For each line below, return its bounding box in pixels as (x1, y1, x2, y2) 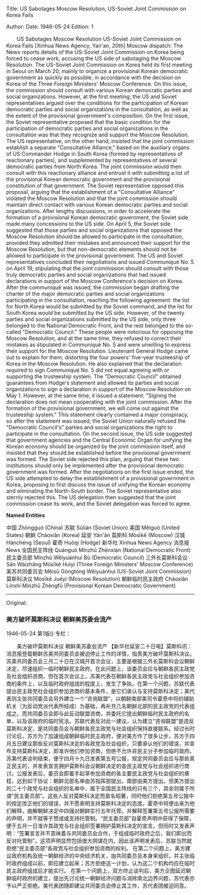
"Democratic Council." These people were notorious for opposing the (22, 329, 193, 335)
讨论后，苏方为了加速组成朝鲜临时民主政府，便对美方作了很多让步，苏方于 (6, 733, 190, 740)
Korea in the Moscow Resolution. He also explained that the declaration (6, 360, 182, 367)
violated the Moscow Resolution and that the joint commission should (6, 195, 178, 202)
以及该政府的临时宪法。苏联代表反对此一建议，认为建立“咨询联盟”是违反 (16, 718, 194, 725)
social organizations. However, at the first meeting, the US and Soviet (6, 93, 177, 100)
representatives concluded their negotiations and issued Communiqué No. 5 (6, 259, 194, 265)
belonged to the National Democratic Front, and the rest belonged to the (6, 322, 184, 329)
